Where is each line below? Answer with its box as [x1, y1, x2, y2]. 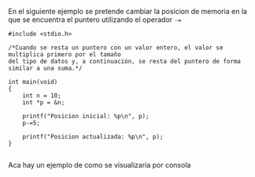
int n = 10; [22, 92, 61, 99]
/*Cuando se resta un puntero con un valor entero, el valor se [8, 44, 224, 52]
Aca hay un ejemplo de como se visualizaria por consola [8, 161, 191, 169]
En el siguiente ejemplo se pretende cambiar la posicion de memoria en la [8, 7, 248, 16]
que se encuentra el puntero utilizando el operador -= [8, 15, 182, 24]
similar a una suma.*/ [8, 64, 83, 72]
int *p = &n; [22, 99, 65, 107]
